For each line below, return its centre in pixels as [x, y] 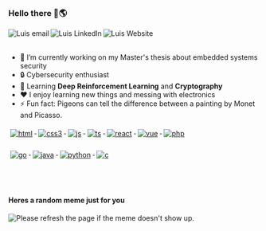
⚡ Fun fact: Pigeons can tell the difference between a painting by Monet [137, 104]
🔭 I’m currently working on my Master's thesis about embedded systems [139, 57]
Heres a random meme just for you [66, 200]
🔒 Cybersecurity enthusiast [65, 75]
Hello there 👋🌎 [38, 13]
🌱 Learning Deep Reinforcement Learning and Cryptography [121, 86]
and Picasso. [41, 115]
